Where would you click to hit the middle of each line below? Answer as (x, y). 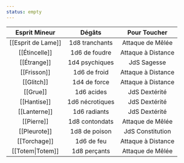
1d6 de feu (91, 141)
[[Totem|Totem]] (35, 151)
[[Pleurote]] (35, 131)
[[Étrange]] (35, 62)
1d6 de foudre (91, 52)
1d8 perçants (91, 151)
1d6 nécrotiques (91, 102)
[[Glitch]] (35, 82)
